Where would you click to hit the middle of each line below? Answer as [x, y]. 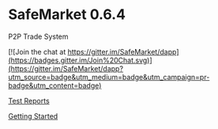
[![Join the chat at [37, 51]
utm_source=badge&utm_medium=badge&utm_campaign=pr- [109, 77]
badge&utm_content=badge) [55, 85]
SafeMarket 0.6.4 [67, 15]
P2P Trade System [38, 36]
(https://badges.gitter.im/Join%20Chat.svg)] [80, 60]
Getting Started [33, 116]
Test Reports [29, 101]
